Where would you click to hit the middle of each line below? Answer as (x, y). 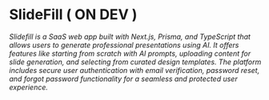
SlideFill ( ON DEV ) (73, 15)
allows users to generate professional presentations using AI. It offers (124, 44)
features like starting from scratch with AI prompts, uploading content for (130, 53)
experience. (29, 87)
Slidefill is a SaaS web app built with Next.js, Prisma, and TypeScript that (130, 37)
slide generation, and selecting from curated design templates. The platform (135, 62)
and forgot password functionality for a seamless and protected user (124, 79)
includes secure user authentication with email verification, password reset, (134, 70)
